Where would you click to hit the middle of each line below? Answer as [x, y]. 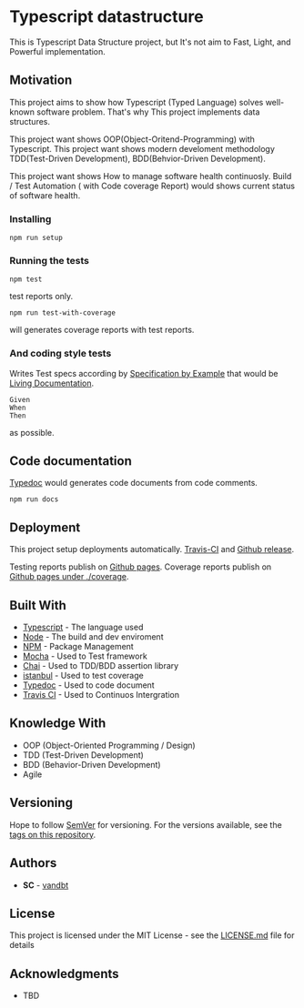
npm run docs [34, 499]
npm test [26, 279]
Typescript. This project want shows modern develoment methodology [142, 148]
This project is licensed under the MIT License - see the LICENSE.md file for [152, 935]
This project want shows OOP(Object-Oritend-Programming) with [132, 139]
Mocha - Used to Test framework [85, 656]
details [22, 945]
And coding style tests [61, 354]
